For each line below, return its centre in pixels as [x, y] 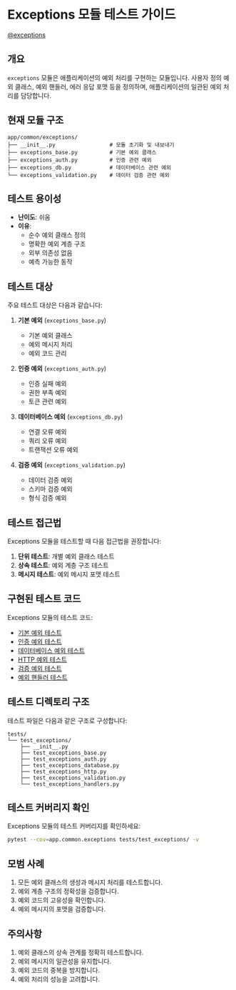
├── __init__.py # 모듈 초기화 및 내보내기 [91, 145]
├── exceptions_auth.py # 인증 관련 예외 [79, 160]
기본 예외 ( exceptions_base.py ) [62, 320]
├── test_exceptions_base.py [63, 753]
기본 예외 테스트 [40, 632]
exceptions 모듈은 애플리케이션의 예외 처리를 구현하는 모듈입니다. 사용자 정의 [115, 77]
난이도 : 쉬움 [34, 217]
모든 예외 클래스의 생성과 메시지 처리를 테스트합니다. [90, 882]
